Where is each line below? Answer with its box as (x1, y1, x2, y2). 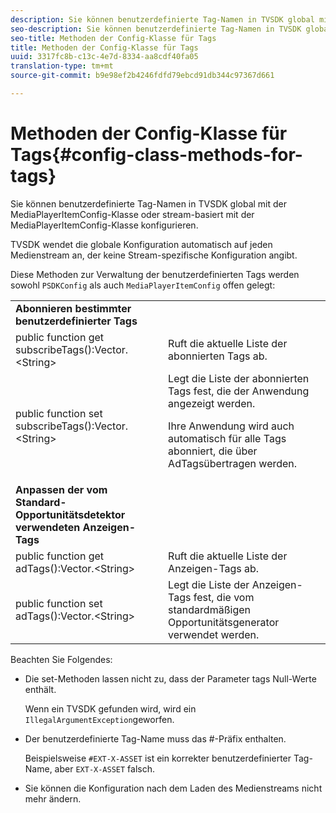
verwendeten (15, 520, 81, 534)
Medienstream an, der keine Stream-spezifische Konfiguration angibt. (10, 249, 298, 261)
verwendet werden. (168, 627, 260, 641)
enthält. (24, 683, 57, 695)
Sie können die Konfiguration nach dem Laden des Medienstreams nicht (24, 782, 323, 794)
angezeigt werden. (168, 396, 256, 410)
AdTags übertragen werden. (168, 456, 298, 470)
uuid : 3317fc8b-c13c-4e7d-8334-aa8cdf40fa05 (10, 52, 199, 62)
